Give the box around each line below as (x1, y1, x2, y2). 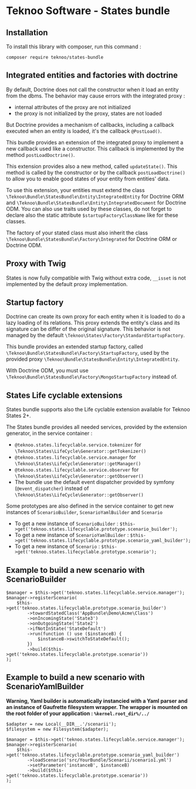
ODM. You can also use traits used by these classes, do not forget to (6, 205, 172, 212)
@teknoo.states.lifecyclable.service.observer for (14, 466, 139, 474)
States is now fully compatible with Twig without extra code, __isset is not (6, 274, 186, 281)
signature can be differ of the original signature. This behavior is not (6, 325, 171, 333)
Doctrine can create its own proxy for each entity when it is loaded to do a (6, 313, 185, 320)
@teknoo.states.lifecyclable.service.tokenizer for (14, 441, 142, 448)
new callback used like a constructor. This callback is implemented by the (6, 145, 184, 152)
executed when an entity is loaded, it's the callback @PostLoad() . (6, 127, 162, 135)
